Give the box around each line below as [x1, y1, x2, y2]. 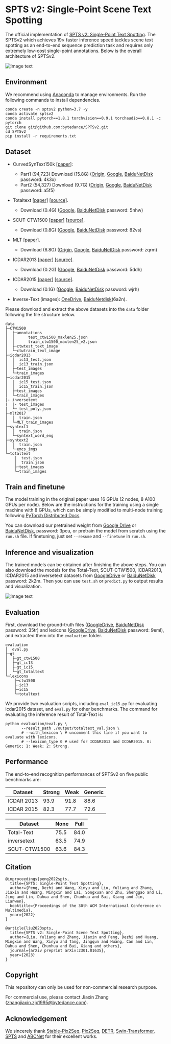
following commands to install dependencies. [5, 97, 101, 103]
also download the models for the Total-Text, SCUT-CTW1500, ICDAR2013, [5, 567, 163, 573]
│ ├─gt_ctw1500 [5, 656, 40, 661]
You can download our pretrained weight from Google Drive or [5, 522, 137, 528]
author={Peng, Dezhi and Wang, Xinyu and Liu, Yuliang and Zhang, [10, 885, 154, 890]
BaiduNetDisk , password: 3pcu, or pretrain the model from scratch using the [5, 528, 166, 534]
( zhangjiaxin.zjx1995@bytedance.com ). [5, 1000, 88, 1006]
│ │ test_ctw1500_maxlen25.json [5, 335, 88, 340]
